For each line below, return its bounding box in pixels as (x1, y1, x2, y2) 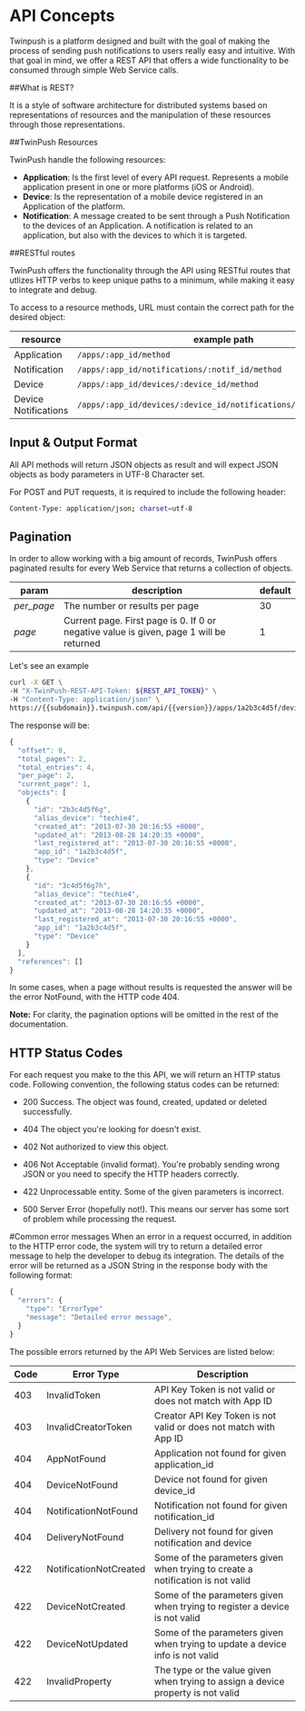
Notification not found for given (153, 1498, 288, 1511)
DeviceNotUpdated (46, 1637, 129, 1650)
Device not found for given (153, 1473, 268, 1486)
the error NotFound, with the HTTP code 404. (9, 991, 180, 1002)
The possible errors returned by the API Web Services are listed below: (9, 1346, 275, 1357)
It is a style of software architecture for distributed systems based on (9, 99, 268, 110)
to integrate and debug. (9, 284, 98, 295)
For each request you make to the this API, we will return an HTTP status (9, 1069, 281, 1080)
